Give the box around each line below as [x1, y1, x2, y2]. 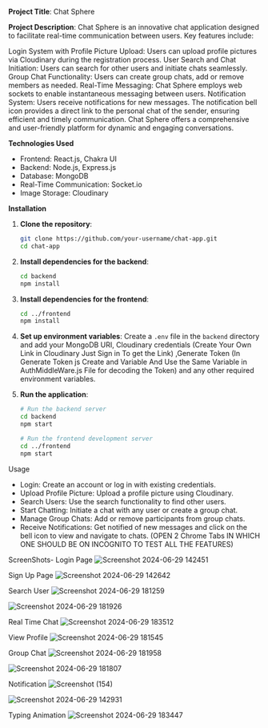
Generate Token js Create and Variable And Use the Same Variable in [19, 357, 248, 367]
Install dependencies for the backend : [19, 257, 150, 266]
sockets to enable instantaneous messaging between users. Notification [8, 89, 246, 99]
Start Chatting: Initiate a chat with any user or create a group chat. [19, 505, 238, 515]
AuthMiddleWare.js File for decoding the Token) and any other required [19, 366, 254, 375]
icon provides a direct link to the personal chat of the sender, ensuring [8, 106, 240, 115]
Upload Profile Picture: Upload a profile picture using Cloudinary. [19, 488, 234, 498]
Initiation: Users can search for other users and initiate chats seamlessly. [8, 63, 248, 73]
